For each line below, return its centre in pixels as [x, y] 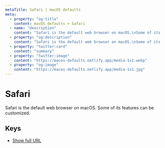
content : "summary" [34, 51]
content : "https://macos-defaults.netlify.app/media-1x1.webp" [81, 60]
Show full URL [27, 140]
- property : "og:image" [34, 65]
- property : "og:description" [41, 38]
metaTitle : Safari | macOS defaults [43, 10]
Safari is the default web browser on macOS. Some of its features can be [80, 107]
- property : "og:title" [34, 19]
